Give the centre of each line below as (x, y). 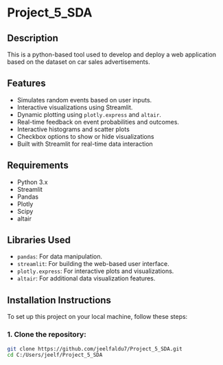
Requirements (38, 165)
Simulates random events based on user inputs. (84, 100)
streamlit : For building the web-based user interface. (93, 264)
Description (33, 38)
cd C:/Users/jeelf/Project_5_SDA (55, 355)
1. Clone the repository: (47, 335)
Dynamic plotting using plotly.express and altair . (89, 114)
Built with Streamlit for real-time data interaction (85, 144)
